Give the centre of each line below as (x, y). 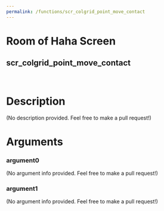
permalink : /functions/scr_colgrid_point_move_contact (76, 12)
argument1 (22, 188)
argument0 (23, 160)
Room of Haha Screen (61, 41)
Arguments (35, 142)
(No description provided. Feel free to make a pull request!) (79, 118)
